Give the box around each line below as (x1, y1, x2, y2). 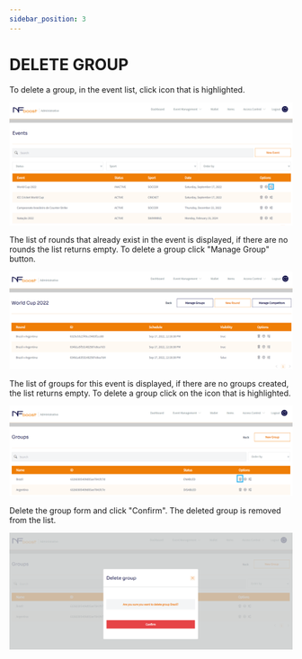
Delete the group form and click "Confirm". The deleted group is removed (9, 504, 281, 516)
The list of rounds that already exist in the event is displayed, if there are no (9, 235, 289, 245)
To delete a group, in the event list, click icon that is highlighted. (9, 84, 245, 94)
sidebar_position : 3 (9, 14, 87, 23)
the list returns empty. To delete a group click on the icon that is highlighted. (9, 387, 291, 398)
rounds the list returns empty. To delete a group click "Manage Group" (9, 244, 270, 255)
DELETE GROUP (9, 54, 129, 75)
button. (9, 254, 36, 264)
